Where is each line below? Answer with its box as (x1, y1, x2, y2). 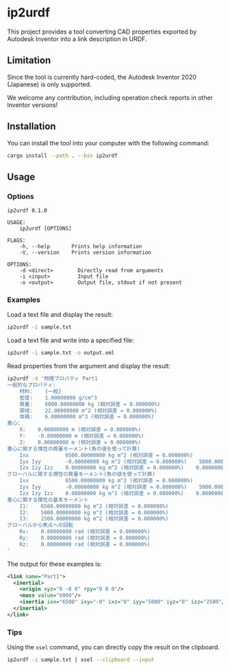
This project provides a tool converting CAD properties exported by (7, 27, 197, 36)
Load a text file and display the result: (7, 311, 113, 319)
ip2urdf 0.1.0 (7, 207, 48, 214)
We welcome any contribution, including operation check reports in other (7, 93, 214, 101)
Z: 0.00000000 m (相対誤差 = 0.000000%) (19, 439, 142, 446)
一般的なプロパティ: (7, 382, 56, 389)
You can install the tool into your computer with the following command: (7, 139, 210, 147)
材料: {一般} (19, 387, 62, 395)
